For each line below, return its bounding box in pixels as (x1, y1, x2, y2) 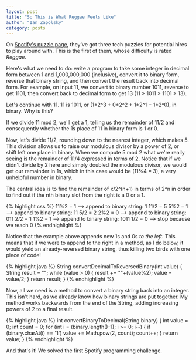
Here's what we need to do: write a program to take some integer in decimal (6, 65, 190, 72)
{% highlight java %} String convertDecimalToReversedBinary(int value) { (6, 263, 183, 270)
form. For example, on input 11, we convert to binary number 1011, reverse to (6, 83, 189, 91)
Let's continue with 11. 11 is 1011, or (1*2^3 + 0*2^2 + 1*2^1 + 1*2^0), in (6, 101, 177, 109)
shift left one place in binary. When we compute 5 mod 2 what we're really (6, 149, 185, 156)
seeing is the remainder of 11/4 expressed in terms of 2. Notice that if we (6, 155, 181, 162)
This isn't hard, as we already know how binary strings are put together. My (6, 293, 188, 300)
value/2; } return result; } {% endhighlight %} (6, 275, 115, 282)
